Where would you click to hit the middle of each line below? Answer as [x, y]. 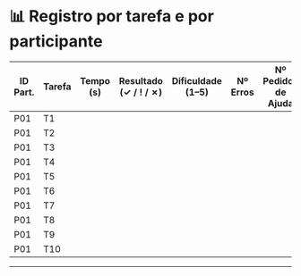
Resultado [141, 80]
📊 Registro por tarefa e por [112, 17]
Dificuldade [197, 80]
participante [56, 42]
